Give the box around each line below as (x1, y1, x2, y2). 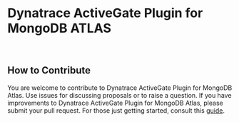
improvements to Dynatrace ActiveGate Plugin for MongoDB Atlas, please (7, 98, 223, 107)
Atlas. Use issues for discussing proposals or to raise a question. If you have (7, 91, 232, 99)
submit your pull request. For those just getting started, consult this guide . (7, 106, 225, 115)
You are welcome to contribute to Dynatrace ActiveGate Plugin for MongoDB (7, 83, 233, 92)
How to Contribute (7, 64, 91, 76)
